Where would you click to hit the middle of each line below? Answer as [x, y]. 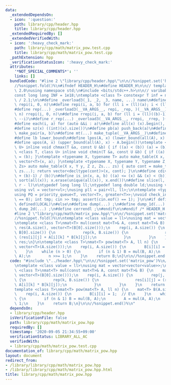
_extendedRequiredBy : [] [36, 34]
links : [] [25, 76]
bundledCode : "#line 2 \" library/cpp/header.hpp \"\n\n [69, 81]
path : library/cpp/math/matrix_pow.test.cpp [62, 48]
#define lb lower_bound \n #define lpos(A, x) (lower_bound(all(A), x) [90, 138]
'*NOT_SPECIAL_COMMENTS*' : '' [47, 72]
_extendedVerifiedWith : [35, 39]
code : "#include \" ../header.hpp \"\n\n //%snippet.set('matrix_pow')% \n [88, 261]
